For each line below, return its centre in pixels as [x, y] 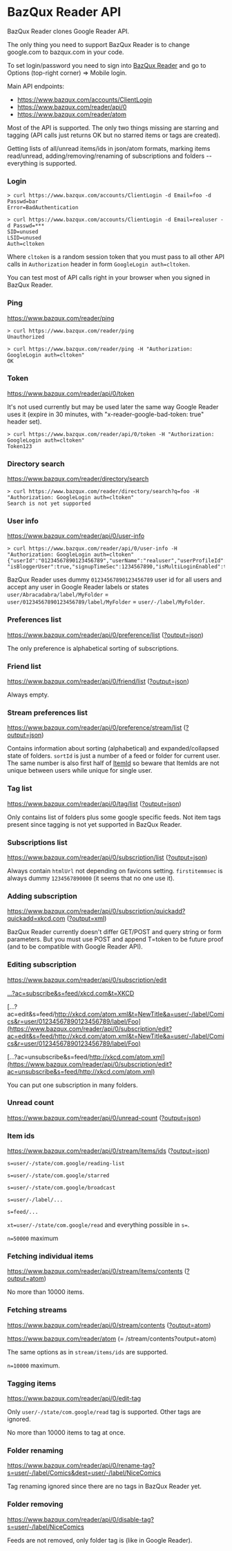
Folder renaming [35, 1450]
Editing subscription [42, 965]
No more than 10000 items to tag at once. [66, 1432]
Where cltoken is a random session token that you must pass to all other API [116, 257]
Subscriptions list [37, 842]
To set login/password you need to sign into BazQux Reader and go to [107, 65]
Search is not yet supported [49, 504]
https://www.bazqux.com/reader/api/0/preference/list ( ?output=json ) [105, 635]
